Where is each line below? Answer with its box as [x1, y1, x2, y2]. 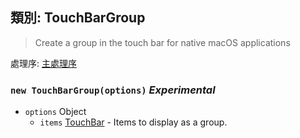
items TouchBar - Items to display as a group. [39, 116, 228, 128]
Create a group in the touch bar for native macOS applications [34, 36, 291, 48]
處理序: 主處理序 [10, 57, 77, 69]
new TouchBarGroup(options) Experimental [10, 83, 216, 97]
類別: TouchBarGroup [10, 9, 146, 27]
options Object [24, 106, 87, 118]
